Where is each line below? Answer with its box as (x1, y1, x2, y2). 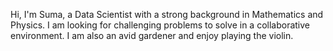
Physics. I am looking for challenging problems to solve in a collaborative (10, 19, 311, 31)
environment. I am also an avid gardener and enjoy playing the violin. (10, 30, 294, 41)
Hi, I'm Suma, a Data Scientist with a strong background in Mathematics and (10, 9, 324, 20)
